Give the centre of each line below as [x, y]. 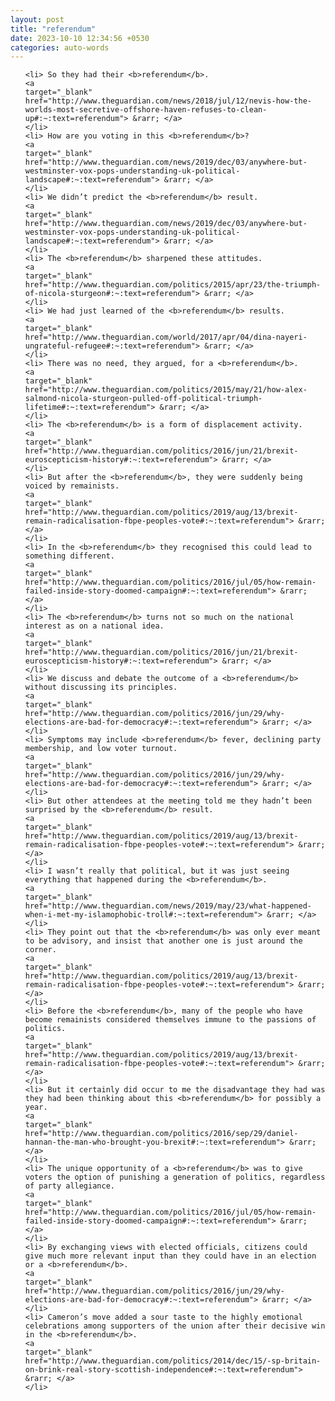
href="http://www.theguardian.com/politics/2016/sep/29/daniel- [161, 1134]
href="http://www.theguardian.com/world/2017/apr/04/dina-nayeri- [166, 337]
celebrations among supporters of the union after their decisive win [175, 1326]
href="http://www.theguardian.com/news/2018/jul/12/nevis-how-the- [168, 101]
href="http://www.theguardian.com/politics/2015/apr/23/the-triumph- [173, 285]
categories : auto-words [60, 47]
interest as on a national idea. [94, 626]
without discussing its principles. [101, 687]
